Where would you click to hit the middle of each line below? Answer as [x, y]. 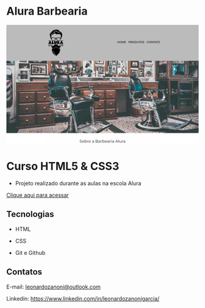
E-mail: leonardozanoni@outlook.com [53, 287]
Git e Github [30, 252]
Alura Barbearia [47, 11]
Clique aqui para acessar [38, 195]
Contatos [24, 272]
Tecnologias [30, 214]
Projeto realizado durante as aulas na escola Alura [78, 183]
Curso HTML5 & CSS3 [63, 167]
